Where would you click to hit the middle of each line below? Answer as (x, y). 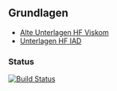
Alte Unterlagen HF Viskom (64, 32)
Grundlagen (39, 13)
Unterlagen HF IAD (51, 41)
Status (21, 61)
